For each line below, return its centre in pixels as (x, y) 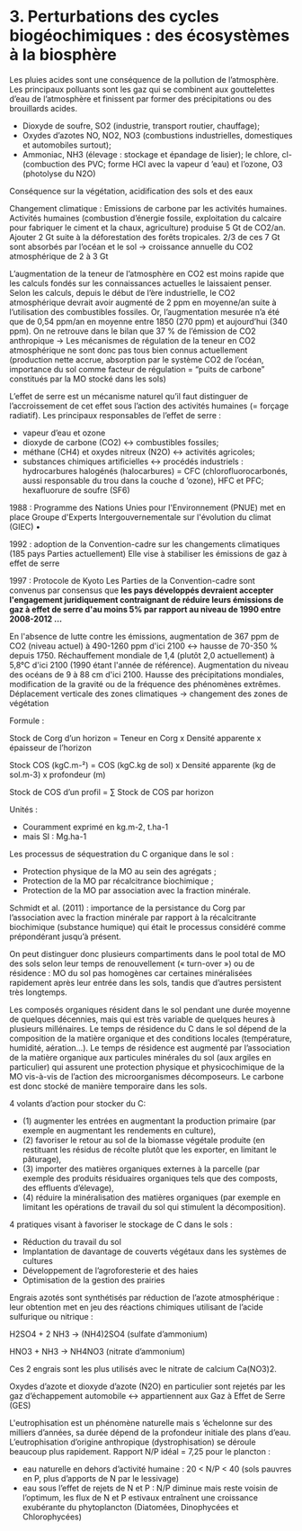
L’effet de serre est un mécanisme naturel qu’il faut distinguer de (129, 396)
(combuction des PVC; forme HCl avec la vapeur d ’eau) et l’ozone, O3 (152, 164)
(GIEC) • (25, 526)
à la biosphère (63, 55)
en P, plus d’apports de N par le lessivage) (101, 1478)
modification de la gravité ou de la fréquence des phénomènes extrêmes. (145, 684)
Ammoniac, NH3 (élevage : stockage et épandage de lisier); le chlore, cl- (157, 154)
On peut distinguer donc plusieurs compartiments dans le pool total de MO (147, 954)
